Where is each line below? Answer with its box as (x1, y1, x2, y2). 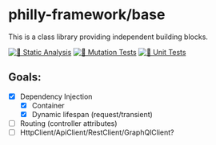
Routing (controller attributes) (19, 118, 118, 128)
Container (31, 100, 66, 110)
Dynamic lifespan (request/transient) (31, 109, 154, 119)
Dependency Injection (19, 92, 93, 101)
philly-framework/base (8, 6, 166, 24)
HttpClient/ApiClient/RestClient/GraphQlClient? (19, 127, 174, 137)
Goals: (8, 70, 42, 84)
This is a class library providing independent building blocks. (8, 32, 208, 41)
